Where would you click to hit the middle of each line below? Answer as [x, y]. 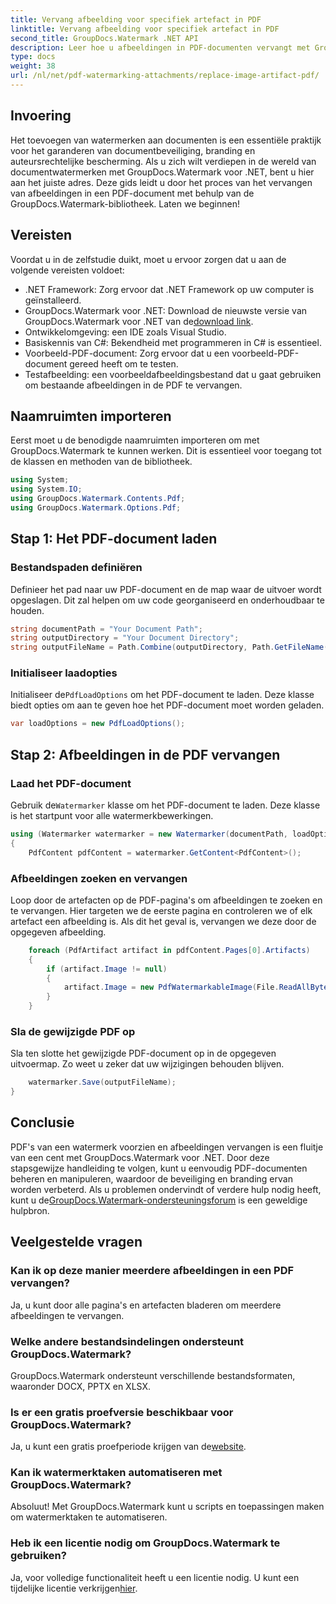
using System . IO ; [46, 489]
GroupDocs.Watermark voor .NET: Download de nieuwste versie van [166, 310]
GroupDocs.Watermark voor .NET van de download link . [139, 321]
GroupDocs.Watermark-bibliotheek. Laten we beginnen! [125, 203]
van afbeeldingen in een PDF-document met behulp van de [132, 193]
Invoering [41, 116]
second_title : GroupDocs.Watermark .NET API [104, 38]
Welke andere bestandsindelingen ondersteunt [127, 1341]
